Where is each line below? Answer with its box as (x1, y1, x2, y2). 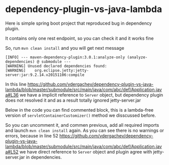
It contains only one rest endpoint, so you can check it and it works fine (5, 35, 154, 41)
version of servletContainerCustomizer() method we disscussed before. (5, 112, 156, 118)
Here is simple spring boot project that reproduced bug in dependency (5, 20, 152, 26)
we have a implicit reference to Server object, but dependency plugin (19, 92, 163, 98)
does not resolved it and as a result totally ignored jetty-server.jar (5, 97, 141, 103)
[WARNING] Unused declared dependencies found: (5, 63, 107, 68)
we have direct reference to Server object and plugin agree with (19, 148, 152, 154)
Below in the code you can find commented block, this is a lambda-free (5, 107, 154, 113)
